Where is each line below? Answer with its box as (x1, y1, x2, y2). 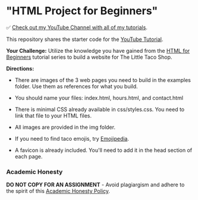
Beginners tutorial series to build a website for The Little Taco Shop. (6, 53, 172, 61)
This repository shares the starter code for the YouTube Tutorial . (6, 36, 164, 43)
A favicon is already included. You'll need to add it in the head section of (14, 147, 193, 154)
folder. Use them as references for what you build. (14, 82, 138, 90)
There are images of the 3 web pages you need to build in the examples (14, 76, 191, 84)
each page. (14, 153, 43, 160)
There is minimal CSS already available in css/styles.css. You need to (14, 106, 185, 113)
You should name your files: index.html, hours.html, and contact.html (14, 94, 183, 101)
